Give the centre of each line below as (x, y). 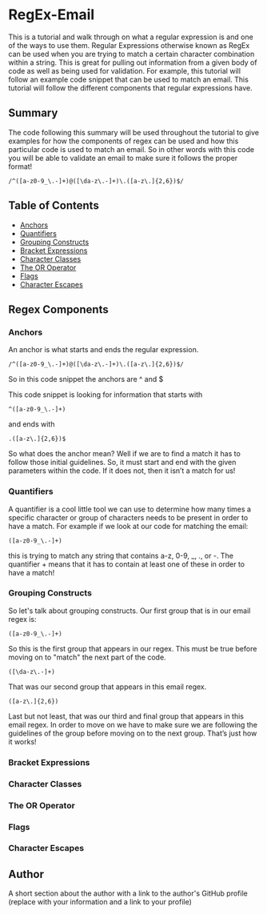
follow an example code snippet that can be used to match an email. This (129, 79)
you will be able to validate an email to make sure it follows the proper (123, 158)
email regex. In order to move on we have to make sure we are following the (133, 724)
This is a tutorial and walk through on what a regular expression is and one (131, 37)
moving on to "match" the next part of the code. (87, 657)
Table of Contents (54, 206)
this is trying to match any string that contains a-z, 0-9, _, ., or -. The (121, 555)
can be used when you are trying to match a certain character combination (132, 54)
